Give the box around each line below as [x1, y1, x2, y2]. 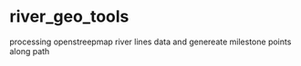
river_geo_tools [9, 6, 130, 27]
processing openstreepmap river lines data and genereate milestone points [9, 36, 292, 47]
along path [9, 45, 50, 56]
